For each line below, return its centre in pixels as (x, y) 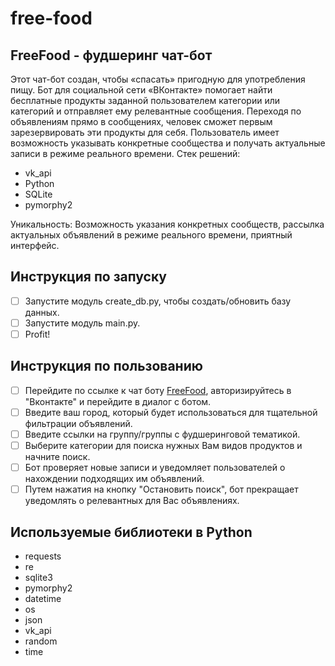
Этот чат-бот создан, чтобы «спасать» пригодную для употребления (158, 79)
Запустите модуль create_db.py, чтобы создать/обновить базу (158, 301)
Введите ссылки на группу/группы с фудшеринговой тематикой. (162, 434)
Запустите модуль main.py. (82, 323)
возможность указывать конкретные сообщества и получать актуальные (168, 143)
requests (43, 556)
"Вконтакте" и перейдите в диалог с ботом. (118, 401)
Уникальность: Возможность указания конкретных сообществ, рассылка (167, 224)
